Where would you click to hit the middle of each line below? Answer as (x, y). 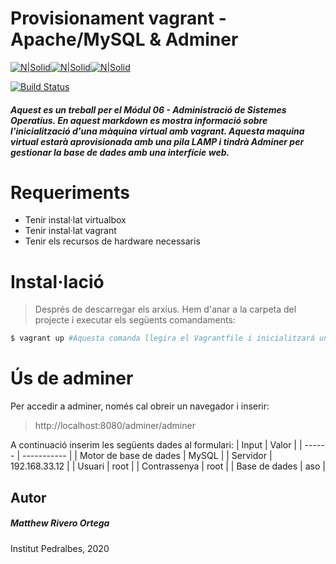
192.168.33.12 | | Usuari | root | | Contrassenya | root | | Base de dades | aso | (168, 466)
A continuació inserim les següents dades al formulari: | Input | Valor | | (156, 445)
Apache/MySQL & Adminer (124, 39)
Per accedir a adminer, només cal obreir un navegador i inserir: (140, 406)
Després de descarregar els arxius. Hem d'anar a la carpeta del (165, 309)
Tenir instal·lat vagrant (70, 231)
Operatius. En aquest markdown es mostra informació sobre (139, 120)
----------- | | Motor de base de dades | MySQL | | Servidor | (147, 456)
